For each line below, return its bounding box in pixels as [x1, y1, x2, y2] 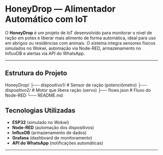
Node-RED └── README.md [5, 92, 63, 98]
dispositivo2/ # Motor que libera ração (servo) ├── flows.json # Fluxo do [5, 87, 151, 93]
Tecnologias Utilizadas [5, 106, 76, 115]
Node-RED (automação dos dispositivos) [12, 124, 94, 130]
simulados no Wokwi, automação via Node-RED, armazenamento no [5, 45, 142, 51]
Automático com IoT [5, 14, 88, 25]
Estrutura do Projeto [5, 69, 67, 77]
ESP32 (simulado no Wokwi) [12, 119, 69, 125]
